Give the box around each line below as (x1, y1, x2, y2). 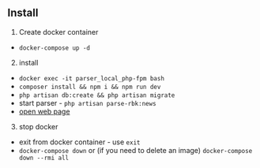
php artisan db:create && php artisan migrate (18, 91, 175, 99)
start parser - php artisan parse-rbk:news (18, 98, 156, 107)
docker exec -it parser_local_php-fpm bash (18, 74, 165, 82)
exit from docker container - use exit (18, 137, 141, 147)
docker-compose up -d (18, 43, 90, 52)
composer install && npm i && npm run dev (18, 83, 161, 91)
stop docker (18, 121, 58, 131)
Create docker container (18, 27, 99, 36)
